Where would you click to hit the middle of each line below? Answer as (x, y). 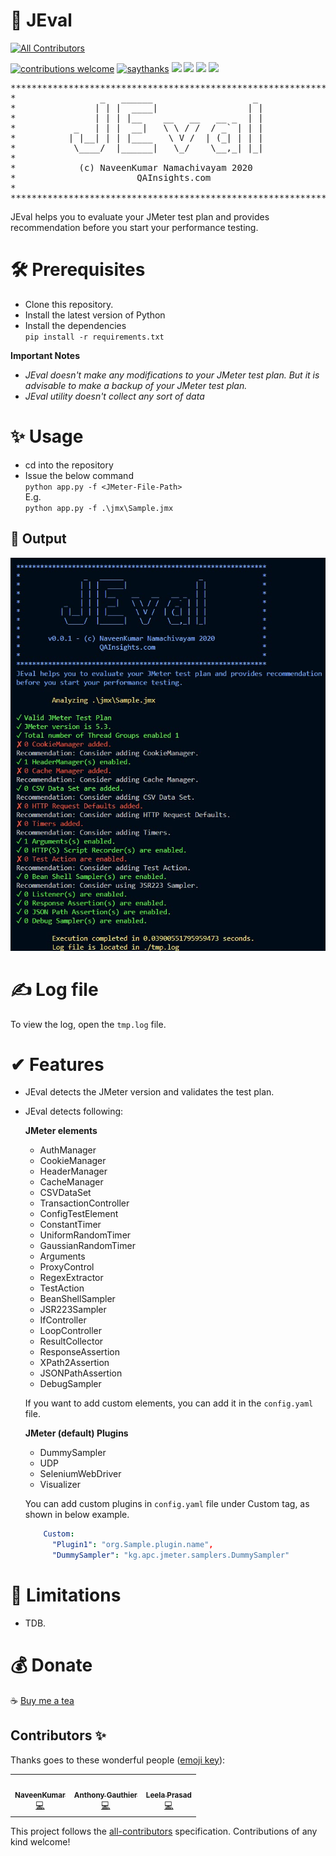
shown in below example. (77, 1515)
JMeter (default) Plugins (76, 1433)
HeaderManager (73, 1171)
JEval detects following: (74, 1111)
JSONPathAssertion (81, 1373)
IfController (63, 1320)
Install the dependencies (75, 325)
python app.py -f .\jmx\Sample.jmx (99, 508)
